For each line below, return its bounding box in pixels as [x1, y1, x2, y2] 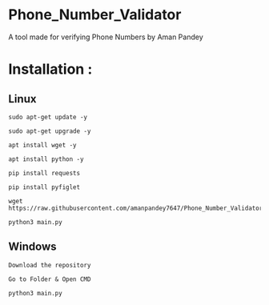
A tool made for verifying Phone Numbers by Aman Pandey [8, 32, 204, 42]
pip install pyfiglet [8, 183, 81, 191]
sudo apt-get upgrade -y [8, 126, 91, 135]
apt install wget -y [8, 141, 78, 149]
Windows [8, 240, 57, 254]
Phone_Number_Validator [8, 6, 182, 24]
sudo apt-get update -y [8, 113, 88, 121]
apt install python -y [8, 155, 84, 163]
